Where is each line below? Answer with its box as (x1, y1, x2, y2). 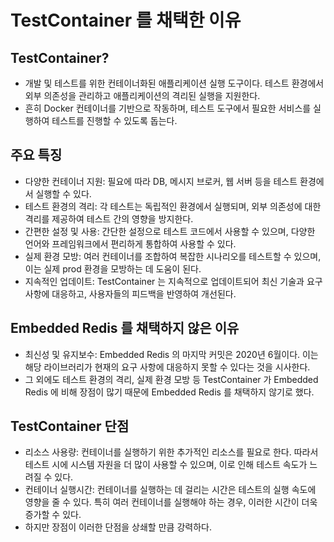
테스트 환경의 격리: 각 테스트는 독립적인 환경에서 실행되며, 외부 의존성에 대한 (24, 200, 322, 212)
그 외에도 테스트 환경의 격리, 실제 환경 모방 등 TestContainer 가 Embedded (24, 373, 319, 385)
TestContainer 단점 (10, 418, 130, 435)
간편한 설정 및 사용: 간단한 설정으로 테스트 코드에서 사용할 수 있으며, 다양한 (24, 225, 316, 237)
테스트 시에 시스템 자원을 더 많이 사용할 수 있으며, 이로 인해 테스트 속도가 (24, 459, 308, 471)
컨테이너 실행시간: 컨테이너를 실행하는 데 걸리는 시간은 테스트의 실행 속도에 (24, 484, 317, 496)
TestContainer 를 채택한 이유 (10, 9, 242, 32)
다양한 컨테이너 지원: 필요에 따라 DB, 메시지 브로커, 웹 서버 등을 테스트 (24, 175, 298, 187)
